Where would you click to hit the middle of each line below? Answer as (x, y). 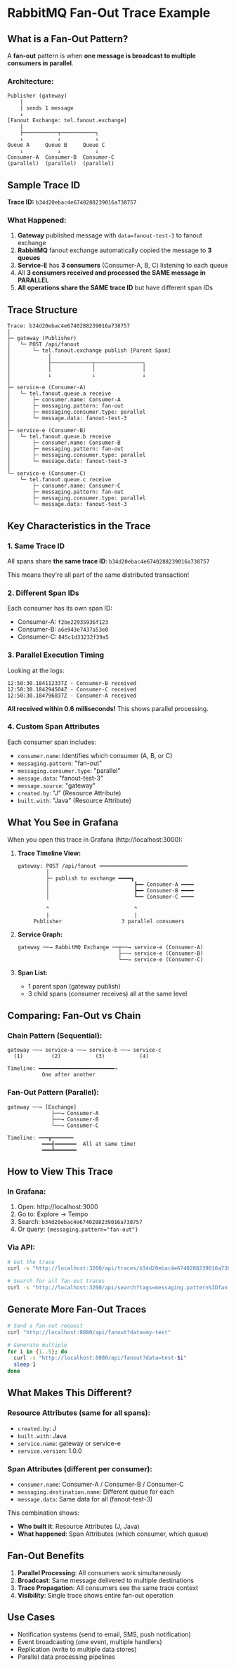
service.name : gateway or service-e (69, 1443)
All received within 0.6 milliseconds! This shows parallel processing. (108, 708)
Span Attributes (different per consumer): (80, 1468)
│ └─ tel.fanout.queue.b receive (59, 437)
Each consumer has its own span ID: (60, 608)
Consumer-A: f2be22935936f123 (63, 622)
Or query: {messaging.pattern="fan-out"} (78, 1229)
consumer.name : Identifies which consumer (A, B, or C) (95, 755)
